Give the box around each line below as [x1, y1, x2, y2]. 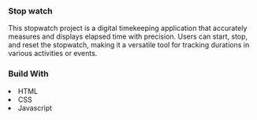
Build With [8, 69, 49, 80]
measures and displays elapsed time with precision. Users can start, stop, [8, 32, 248, 41]
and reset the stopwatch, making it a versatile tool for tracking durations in [8, 40, 250, 50]
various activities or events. [8, 49, 98, 58]
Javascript [18, 103, 53, 112]
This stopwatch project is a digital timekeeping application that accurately [8, 24, 248, 33]
